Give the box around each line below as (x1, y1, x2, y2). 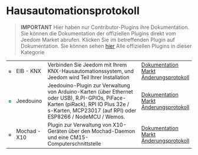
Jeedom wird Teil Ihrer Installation (47, 74, 130, 81)
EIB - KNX (16, 67, 41, 74)
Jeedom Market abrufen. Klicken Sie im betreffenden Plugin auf (20, 36, 175, 43)
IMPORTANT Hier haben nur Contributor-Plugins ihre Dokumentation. (20, 24, 190, 31)
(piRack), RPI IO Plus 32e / (65, 100, 130, 107)
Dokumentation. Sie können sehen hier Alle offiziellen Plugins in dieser (20, 42, 192, 50)
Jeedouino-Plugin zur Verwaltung (47, 81, 131, 89)
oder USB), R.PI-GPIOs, (47, 94, 105, 101)
